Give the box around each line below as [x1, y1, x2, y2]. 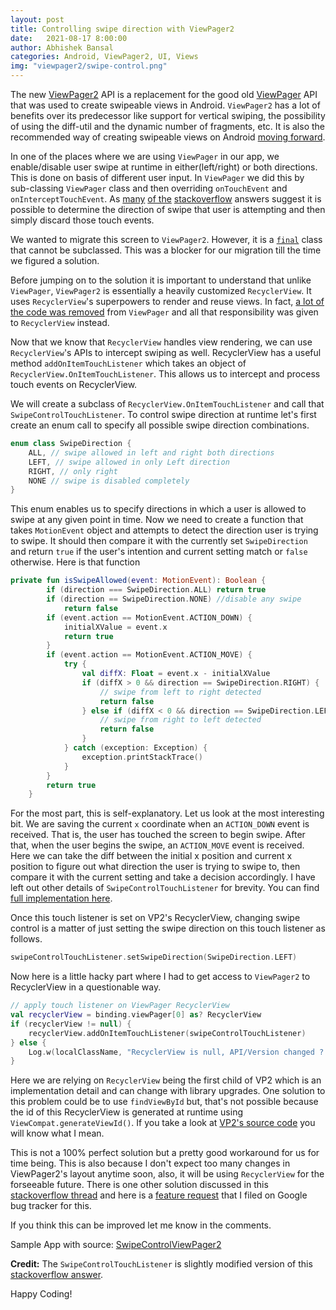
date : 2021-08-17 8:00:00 [10, 33, 128, 43]
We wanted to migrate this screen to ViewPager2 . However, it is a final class [10, 234, 323, 245]
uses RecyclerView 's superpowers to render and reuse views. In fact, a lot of [10, 296, 325, 307]
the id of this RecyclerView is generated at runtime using [10, 1106, 244, 1118]
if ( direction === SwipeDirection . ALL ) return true [46, 585, 267, 595]
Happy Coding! [10, 1288, 73, 1300]
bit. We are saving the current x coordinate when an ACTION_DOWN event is [10, 818, 310, 830]
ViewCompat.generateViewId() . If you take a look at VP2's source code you [10, 1117, 316, 1129]
